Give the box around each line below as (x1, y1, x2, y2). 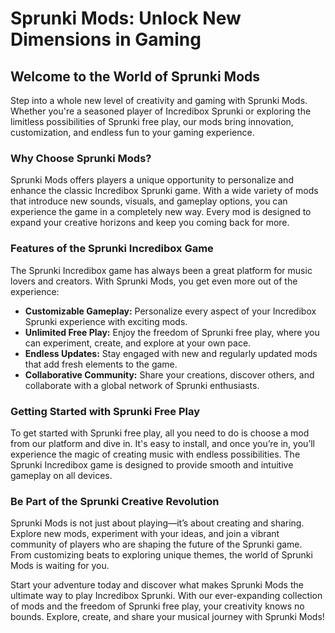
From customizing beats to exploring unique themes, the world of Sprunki (10, 549, 313, 561)
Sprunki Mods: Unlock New (10, 7, 242, 30)
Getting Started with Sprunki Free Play (10, 404, 200, 418)
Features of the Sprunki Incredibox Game (10, 242, 214, 256)
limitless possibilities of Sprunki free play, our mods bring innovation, (10, 116, 294, 127)
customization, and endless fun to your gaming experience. (10, 127, 255, 138)
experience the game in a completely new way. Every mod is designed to (10, 206, 312, 218)
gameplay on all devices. (10, 469, 113, 481)
